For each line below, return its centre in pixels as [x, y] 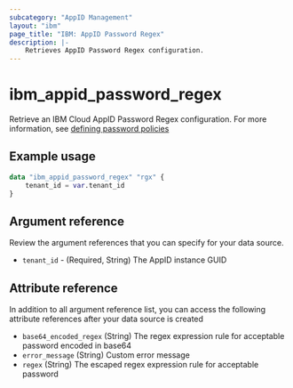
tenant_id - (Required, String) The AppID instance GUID [124, 260]
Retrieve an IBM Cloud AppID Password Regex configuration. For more [138, 119]
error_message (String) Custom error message [106, 355]
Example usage [52, 157]
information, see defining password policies [89, 129]
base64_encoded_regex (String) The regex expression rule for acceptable [153, 336]
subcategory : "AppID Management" [71, 17]
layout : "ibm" [36, 26]
